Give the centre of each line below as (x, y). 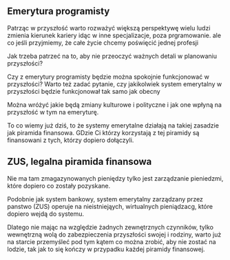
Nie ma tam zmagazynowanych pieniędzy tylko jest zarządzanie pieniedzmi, (115, 178)
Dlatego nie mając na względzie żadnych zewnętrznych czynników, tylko (110, 227)
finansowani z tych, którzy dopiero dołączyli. (71, 140)
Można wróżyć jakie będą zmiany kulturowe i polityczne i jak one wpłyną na (115, 104)
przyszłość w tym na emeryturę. (53, 112)
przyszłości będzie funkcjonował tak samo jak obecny (84, 91)
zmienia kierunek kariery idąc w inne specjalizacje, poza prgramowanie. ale (114, 35)
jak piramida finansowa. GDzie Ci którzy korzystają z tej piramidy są (103, 132)
